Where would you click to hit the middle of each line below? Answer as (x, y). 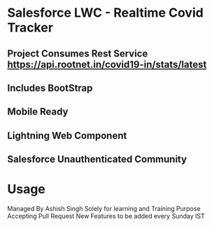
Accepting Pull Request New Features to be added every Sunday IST (106, 216)
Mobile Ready (38, 112)
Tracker (30, 28)
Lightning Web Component (67, 135)
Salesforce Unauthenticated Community (97, 160)
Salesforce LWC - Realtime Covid (106, 13)
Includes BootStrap (50, 88)
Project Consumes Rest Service (78, 53)
